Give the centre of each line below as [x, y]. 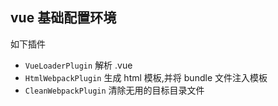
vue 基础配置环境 [63, 18]
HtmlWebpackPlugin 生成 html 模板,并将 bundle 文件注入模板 [146, 77]
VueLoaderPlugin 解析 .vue [78, 65]
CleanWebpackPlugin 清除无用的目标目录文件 [114, 90]
